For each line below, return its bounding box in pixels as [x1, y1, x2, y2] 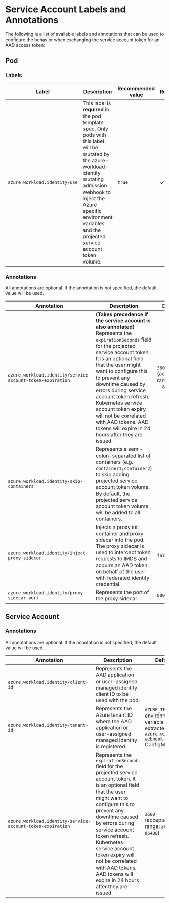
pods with [82, 131, 106, 138]
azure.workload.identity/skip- [8, 478, 83, 484]
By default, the [95, 490, 131, 497]
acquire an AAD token [95, 561, 148, 569]
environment [82, 214, 113, 221]
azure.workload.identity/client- [8, 679, 89, 685]
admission [82, 182, 107, 189]
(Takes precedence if [95, 311, 148, 318]
